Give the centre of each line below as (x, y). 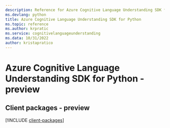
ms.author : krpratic (27, 29)
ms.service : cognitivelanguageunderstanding (53, 33)
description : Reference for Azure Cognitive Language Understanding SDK (83, 10)
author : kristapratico (29, 43)
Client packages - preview (48, 108)
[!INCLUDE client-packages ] (35, 120)
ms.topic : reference (27, 24)
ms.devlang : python (26, 15)
